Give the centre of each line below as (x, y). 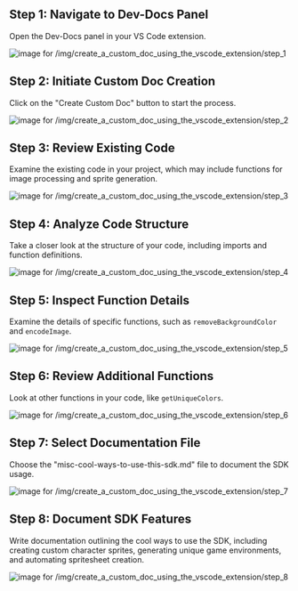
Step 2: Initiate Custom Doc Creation (113, 81)
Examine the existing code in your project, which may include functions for (146, 169)
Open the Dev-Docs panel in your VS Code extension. (108, 36)
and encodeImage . (40, 331)
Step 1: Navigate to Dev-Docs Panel (109, 15)
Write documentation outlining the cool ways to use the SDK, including (138, 540)
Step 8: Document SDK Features (101, 519)
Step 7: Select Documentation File (105, 443)
